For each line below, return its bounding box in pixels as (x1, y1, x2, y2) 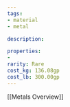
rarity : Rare (7, 61, 45, 68)
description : (7, 35, 45, 42)
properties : (7, 48, 41, 55)
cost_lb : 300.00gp (7, 73, 60, 80)
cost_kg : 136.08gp (7, 67, 60, 74)
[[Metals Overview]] (7, 93, 64, 101)
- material (7, 17, 38, 23)
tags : (7, 10, 23, 17)
